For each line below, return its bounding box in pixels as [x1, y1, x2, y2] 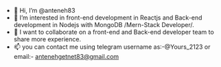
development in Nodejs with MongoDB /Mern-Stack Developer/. [13, 21, 194, 28]
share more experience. [13, 35, 81, 43]
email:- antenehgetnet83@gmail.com [13, 53, 119, 60]
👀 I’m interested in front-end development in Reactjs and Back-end [13, 14, 202, 22]
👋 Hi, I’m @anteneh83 [13, 7, 75, 14]
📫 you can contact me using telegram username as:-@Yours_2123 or [13, 43, 211, 51]
